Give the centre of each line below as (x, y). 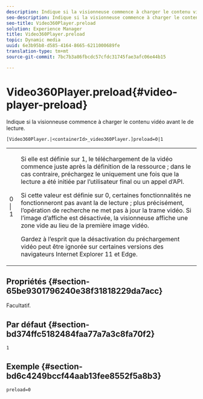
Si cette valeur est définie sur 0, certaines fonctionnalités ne (106, 195)
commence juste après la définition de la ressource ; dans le (106, 166)
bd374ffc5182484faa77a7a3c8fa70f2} (81, 334)
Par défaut (26, 324)
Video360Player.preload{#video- (92, 92)
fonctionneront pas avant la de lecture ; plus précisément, (102, 203)
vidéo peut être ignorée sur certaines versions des (92, 247)
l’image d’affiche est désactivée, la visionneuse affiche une (105, 218)
